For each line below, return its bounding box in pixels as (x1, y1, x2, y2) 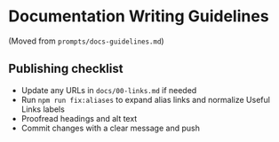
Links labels (20, 104, 66, 114)
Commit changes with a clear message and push (20, 122, 201, 133)
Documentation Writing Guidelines (8, 6, 269, 27)
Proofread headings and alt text (20, 113, 138, 123)
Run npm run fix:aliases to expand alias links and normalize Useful (20, 94, 270, 105)
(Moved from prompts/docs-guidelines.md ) (8, 35, 165, 46)
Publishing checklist (8, 61, 124, 76)
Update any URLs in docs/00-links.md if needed (20, 84, 197, 95)
